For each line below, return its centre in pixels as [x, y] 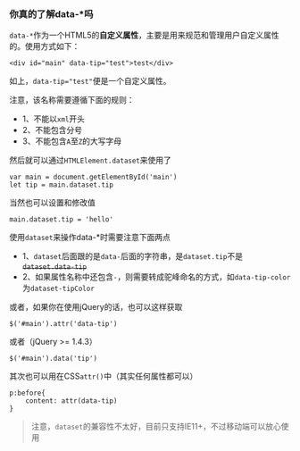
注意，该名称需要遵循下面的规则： [72, 100]
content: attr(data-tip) [71, 401]
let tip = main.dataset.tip [62, 185]
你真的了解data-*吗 [51, 13]
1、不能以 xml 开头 [53, 119]
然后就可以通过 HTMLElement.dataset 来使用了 [91, 160]
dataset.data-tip [54, 267]
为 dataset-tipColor [58, 288]
